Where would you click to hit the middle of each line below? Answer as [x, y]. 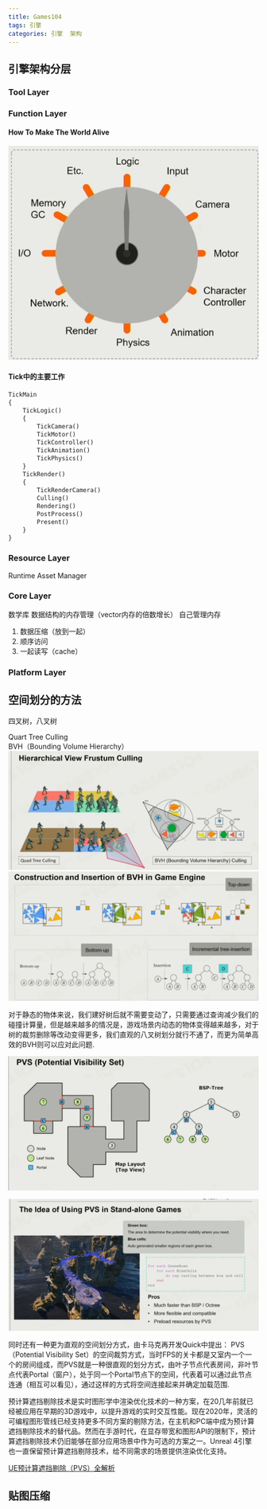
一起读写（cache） [51, 651]
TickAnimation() [64, 451]
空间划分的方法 [45, 700]
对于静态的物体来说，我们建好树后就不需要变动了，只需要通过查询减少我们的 [133, 1014]
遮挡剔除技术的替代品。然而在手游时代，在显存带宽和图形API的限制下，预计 [132, 1431]
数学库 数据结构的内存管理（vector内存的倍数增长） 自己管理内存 [114, 614]
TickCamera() [58, 427]
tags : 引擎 [25, 25]
